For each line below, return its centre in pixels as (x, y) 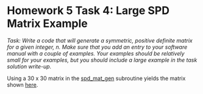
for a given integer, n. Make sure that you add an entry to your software (97, 47)
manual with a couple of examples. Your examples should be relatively (96, 53)
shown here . (23, 85)
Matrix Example (47, 23)
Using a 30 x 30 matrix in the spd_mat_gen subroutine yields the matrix (96, 78)
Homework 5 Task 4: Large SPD (88, 11)
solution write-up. (29, 66)
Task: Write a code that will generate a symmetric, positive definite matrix (100, 40)
